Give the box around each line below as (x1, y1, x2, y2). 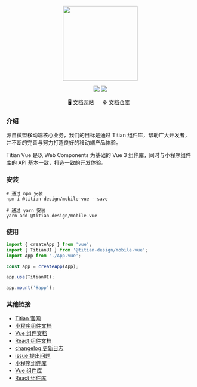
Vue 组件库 (14, 367, 42, 374)
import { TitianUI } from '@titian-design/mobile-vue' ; (6, 247, 148, 253)
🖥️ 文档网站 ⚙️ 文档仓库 (67, 99, 130, 106)
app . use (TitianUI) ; (6, 274, 55, 280)
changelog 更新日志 (14, 345, 64, 352)
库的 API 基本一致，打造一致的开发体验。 (6, 159, 107, 167)
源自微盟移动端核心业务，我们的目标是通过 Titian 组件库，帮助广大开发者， (6, 131, 190, 139)
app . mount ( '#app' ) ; (6, 285, 55, 291)
